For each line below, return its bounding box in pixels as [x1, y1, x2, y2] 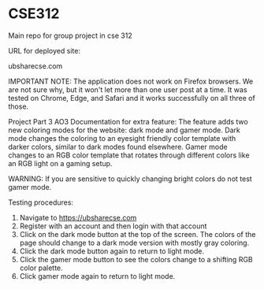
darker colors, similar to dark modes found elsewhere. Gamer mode [8, 142, 228, 151]
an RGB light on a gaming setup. [8, 158, 113, 168]
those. [8, 102, 29, 111]
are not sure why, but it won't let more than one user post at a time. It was [8, 84, 247, 94]
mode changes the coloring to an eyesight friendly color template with [8, 133, 236, 143]
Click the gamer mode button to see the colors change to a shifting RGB [19, 254, 254, 264]
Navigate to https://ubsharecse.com [19, 213, 137, 222]
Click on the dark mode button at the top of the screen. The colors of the [19, 229, 256, 239]
